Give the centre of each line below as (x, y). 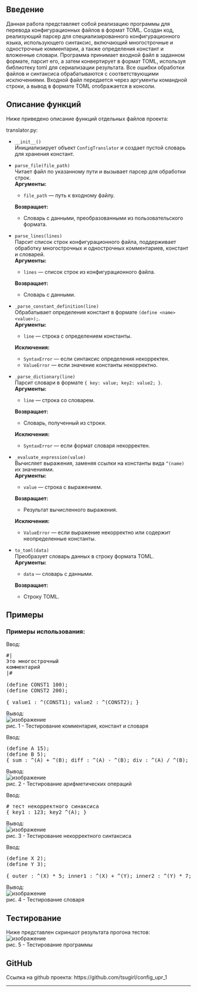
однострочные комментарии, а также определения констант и (85, 49)
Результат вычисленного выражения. (70, 509)
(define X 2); (26, 859)
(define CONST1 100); (37, 685)
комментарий (23, 667)
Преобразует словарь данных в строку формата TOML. (84, 556)
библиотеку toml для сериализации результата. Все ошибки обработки (95, 67)
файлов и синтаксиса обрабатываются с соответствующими (82, 73)
